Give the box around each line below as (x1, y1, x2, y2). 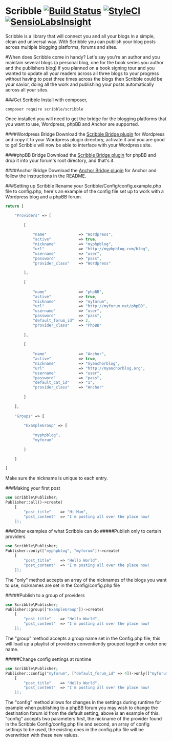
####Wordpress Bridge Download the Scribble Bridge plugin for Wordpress (5, 131, 165, 137)
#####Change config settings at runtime (5, 656, 92, 662)
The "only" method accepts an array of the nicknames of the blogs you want (5, 577, 167, 583)
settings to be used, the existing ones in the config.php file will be (5, 727, 144, 733)
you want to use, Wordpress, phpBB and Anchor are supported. (5, 121, 139, 127)
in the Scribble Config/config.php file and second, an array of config (5, 721, 150, 727)
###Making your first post (5, 485, 60, 491)
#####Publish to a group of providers (5, 592, 85, 598)
